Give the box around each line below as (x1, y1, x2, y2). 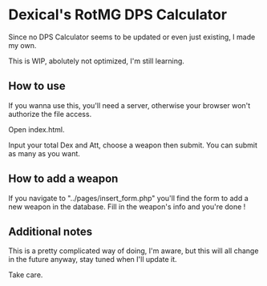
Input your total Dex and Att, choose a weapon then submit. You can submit (8, 140, 258, 150)
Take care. (8, 270, 43, 280)
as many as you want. (8, 148, 80, 158)
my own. (8, 40, 37, 50)
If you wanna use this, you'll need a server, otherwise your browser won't (8, 100, 251, 110)
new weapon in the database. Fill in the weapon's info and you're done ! (8, 202, 246, 211)
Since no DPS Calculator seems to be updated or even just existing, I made (8, 32, 256, 42)
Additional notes (8, 224, 93, 238)
